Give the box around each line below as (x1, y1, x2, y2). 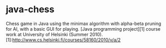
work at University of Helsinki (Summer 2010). (6, 31, 103, 37)
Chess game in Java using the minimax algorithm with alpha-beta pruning (6, 20, 161, 27)
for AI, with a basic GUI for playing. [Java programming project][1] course (6, 26, 161, 32)
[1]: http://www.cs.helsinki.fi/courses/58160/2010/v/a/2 (6, 37, 121, 43)
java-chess (6, 4, 55, 15)
